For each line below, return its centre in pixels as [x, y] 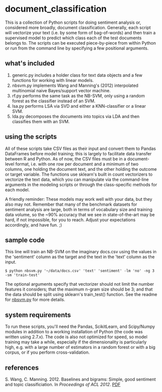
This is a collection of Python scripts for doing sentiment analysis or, [73, 22]
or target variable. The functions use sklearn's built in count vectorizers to [79, 174]
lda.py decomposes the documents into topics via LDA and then [76, 116]
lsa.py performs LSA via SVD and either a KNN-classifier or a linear [79, 106]
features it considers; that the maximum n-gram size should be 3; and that [79, 289]
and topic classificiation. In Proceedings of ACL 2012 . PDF [63, 384]
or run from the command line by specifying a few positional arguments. [77, 48]
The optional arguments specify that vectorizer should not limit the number [80, 284]
